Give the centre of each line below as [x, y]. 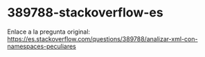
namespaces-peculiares [42, 46]
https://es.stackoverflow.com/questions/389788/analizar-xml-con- [102, 38]
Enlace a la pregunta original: [49, 32]
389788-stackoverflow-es [86, 13]
